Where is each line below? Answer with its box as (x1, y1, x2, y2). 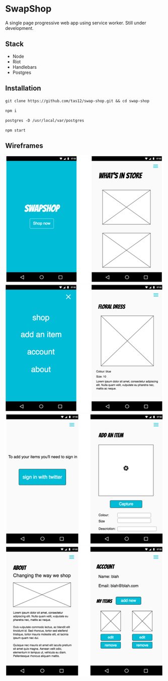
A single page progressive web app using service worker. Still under (5, 20, 146, 26)
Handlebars (12, 64, 37, 70)
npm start (5, 127, 26, 133)
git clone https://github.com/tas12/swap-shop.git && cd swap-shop (5, 98, 150, 104)
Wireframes (5, 141, 44, 150)
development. (5, 25, 34, 31)
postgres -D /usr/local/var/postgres (5, 118, 85, 123)
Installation (5, 84, 41, 93)
